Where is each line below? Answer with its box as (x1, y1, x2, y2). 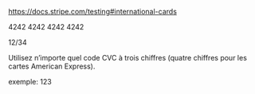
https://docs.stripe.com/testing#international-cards (8, 7, 178, 16)
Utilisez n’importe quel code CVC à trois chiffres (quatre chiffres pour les (8, 53, 247, 62)
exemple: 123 (8, 77, 52, 86)
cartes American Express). (8, 61, 96, 71)
